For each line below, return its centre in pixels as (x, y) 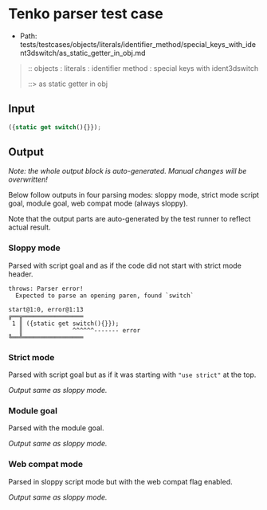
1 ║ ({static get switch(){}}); (65, 324)
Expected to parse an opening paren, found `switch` (105, 296)
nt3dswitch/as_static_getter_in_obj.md (82, 53)
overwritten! (28, 179)
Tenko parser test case (86, 14)
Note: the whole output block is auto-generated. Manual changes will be (128, 171)
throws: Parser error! (46, 288)
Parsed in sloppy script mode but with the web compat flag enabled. (120, 481)
